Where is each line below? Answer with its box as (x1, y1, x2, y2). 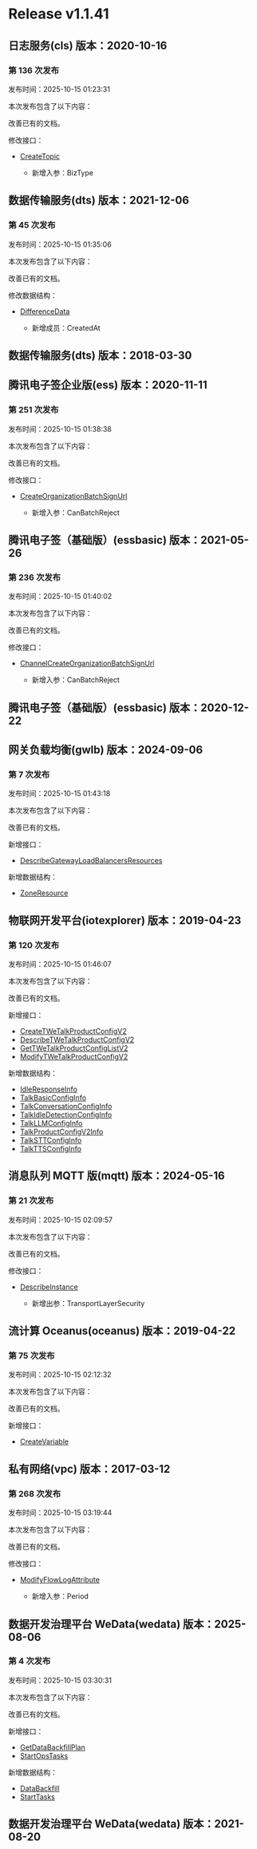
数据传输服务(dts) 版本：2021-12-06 (8, 194, 190, 207)
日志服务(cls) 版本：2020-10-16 (8, 38, 168, 52)
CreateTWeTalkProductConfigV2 (19, 1027, 127, 1036)
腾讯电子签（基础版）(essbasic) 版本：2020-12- (8, 701, 249, 714)
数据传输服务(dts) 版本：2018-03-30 (8, 348, 192, 362)
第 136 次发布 (8, 65, 60, 76)
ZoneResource (19, 888, 69, 898)
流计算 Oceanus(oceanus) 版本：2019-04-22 (8, 1324, 236, 1338)
